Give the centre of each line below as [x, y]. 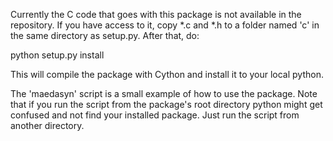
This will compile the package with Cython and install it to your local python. [167, 74]
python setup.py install [57, 55]
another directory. [47, 125]
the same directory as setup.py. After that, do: [105, 35]
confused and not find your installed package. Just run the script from [155, 115]
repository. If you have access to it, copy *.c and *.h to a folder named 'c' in [165, 25]
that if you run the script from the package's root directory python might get [166, 104]
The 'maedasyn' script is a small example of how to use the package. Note [164, 93]
